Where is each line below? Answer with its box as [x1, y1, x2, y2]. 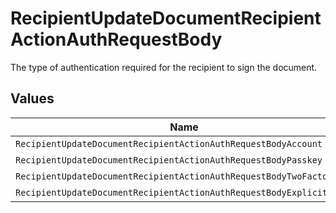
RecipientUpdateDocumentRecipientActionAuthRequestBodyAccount [15, 138, 323, 149]
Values [10, 90, 55, 107]
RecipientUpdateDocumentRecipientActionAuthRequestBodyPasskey [15, 154, 323, 166]
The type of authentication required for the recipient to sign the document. [10, 61, 318, 73]
